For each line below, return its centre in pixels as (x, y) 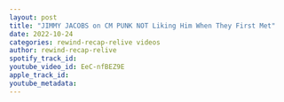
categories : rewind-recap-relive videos (85, 42)
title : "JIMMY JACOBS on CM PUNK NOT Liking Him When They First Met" (142, 26)
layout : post (33, 17)
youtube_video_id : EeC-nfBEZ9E (67, 67)
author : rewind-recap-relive (63, 51)
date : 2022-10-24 (41, 34)
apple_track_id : (39, 75)
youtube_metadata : (43, 83)
